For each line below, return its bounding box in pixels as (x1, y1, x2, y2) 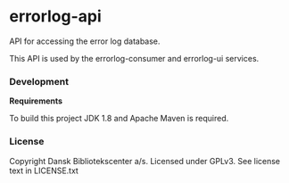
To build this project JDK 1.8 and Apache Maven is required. (9, 113, 229, 124)
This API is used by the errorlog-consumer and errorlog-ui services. (9, 53, 260, 63)
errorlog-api (9, 6, 103, 27)
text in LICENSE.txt (9, 165, 78, 176)
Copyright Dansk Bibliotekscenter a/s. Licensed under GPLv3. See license (9, 155, 281, 166)
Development (9, 75, 70, 87)
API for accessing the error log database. (9, 36, 161, 46)
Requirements (9, 96, 63, 106)
